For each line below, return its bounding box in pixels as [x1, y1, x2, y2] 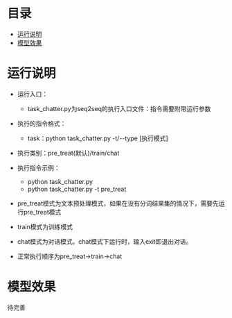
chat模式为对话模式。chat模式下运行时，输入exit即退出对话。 [17, 237, 193, 246]
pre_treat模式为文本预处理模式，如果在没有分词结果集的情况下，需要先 [17, 199, 220, 208]
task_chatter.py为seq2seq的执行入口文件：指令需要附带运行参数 [27, 104, 211, 112]
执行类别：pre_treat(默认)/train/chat [17, 149, 120, 157]
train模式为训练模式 [17, 222, 73, 231]
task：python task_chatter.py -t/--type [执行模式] [27, 134, 168, 142]
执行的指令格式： [17, 119, 66, 128]
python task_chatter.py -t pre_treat [27, 185, 127, 193]
